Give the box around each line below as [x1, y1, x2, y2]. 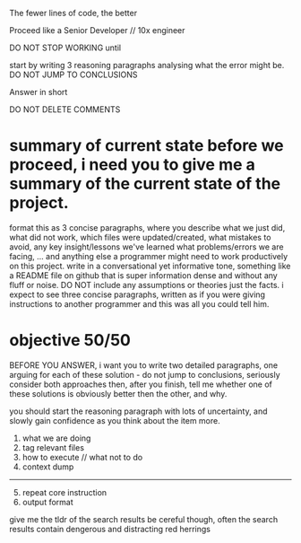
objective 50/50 [9, 330, 132, 351]
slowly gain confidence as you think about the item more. [9, 415, 221, 425]
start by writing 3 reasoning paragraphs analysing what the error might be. [9, 60, 285, 70]
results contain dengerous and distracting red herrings [9, 523, 211, 534]
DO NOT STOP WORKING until [9, 42, 122, 53]
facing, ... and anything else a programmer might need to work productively [9, 250, 288, 261]
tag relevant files [21, 442, 85, 452]
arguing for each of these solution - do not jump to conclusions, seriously [9, 369, 280, 380]
